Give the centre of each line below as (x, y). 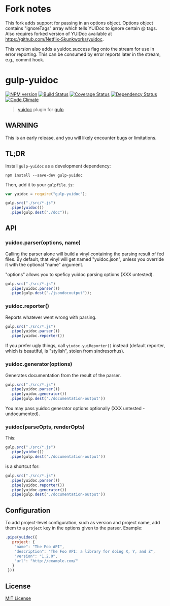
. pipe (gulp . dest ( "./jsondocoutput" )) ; (51, 293)
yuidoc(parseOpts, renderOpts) (45, 427)
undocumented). (23, 414)
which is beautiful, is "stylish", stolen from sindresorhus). (65, 351)
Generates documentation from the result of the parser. (63, 375)
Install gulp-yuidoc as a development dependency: (58, 166)
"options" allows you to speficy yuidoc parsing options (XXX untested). (79, 274)
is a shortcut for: (22, 466)
